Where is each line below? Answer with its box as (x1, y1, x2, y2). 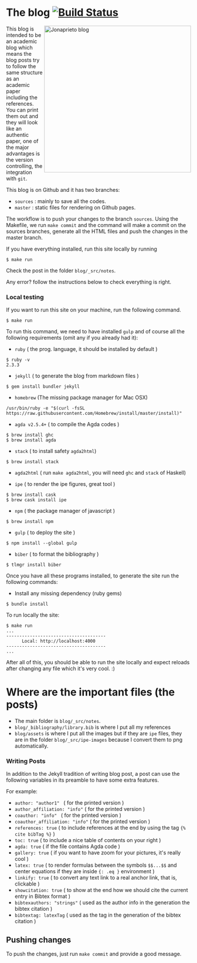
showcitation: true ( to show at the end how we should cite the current (14, 887, 188, 894)
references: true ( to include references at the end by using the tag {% (14, 825, 186, 832)
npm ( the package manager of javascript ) (14, 508, 116, 515)
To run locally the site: (6, 611, 60, 619)
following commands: (6, 579, 58, 586)
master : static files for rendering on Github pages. (14, 204, 136, 211)
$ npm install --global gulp (6, 540, 77, 546)
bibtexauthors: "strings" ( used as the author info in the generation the (14, 899, 190, 906)
